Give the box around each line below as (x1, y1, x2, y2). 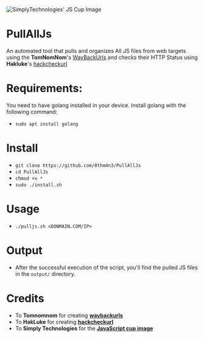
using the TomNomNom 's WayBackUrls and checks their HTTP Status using (6, 54, 198, 61)
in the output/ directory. (15, 270, 76, 277)
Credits (6, 291, 44, 305)
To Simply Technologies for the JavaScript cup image (15, 325, 153, 332)
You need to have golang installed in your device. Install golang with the (6, 101, 186, 109)
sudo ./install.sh (15, 181, 62, 188)
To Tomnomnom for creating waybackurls (15, 311, 124, 319)
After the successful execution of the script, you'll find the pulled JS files (15, 264, 198, 271)
